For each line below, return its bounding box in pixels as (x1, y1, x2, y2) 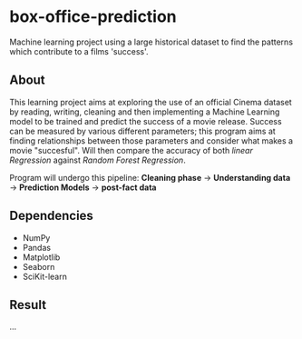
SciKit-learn (22, 271, 68, 282)
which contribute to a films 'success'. (9, 45, 149, 56)
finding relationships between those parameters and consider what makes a (9, 135, 293, 146)
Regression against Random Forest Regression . (9, 155, 186, 165)
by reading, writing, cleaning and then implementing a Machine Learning (9, 106, 280, 117)
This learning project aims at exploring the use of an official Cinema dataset (9, 96, 292, 107)
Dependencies (9, 208, 93, 224)
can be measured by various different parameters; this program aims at (9, 125, 277, 136)
